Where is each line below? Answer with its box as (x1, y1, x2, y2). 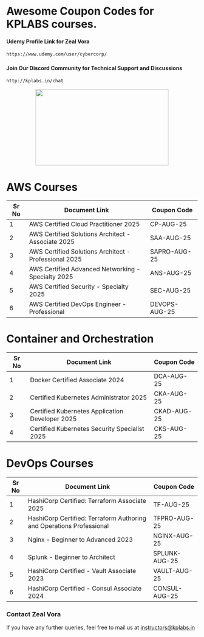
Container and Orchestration (6, 332, 154, 346)
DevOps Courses (6, 457, 94, 471)
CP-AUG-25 (149, 220, 187, 229)
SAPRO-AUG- (149, 247, 192, 256)
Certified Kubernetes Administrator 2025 (30, 393, 148, 402)
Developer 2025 (30, 415, 77, 423)
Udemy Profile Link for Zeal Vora (6, 38, 90, 45)
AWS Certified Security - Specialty (29, 282, 129, 291)
